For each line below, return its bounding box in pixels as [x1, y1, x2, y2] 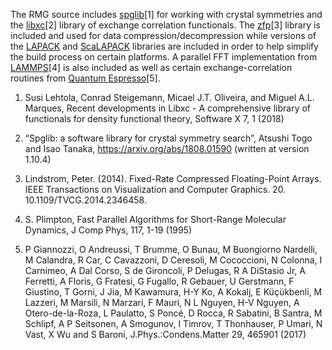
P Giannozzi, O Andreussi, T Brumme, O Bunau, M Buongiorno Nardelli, [24, 244, 318, 255]
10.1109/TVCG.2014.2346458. [24, 194, 147, 206]
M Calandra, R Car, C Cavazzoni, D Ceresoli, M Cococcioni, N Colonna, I [24, 254, 323, 266]
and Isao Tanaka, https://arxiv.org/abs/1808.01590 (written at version [24, 143, 310, 154]
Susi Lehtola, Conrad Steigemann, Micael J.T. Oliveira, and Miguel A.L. [24, 92, 315, 103]
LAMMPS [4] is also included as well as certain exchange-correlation [10, 62, 293, 73]
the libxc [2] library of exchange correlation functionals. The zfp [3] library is [10, 19, 321, 31]
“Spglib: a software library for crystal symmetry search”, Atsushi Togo [24, 132, 313, 144]
